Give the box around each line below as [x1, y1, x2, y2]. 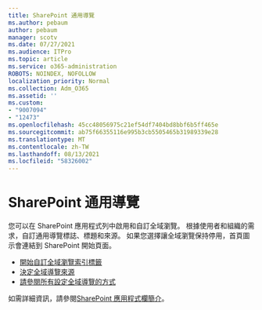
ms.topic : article [8, 56, 68, 64]
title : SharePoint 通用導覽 [8, 11, 95, 20]
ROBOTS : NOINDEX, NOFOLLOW [8, 70, 96, 78]
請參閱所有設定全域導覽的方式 [19, 277, 116, 286]
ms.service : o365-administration [8, 63, 117, 71]
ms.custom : [8, 99, 44, 107]
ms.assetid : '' [8, 92, 58, 100]
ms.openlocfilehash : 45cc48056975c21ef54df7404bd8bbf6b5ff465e [8, 121, 219, 129]
